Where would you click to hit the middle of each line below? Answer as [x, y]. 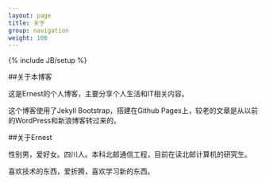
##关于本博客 [30, 77]
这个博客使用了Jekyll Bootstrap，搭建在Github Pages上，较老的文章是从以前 [133, 111]
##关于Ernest [31, 138]
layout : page [30, 16]
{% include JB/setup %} [48, 60]
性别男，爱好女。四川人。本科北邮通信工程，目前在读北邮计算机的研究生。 [130, 154]
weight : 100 [28, 38]
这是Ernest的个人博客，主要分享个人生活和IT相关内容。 [98, 94]
